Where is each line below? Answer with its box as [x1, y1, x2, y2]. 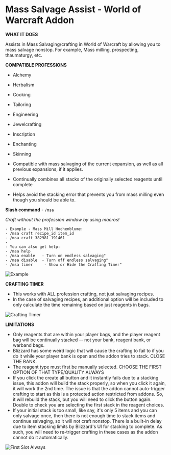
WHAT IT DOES [5, 31, 38, 37]
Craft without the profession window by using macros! [5, 216, 120, 222]
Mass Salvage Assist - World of [5, 4, 141, 15]
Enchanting [12, 141, 37, 147]
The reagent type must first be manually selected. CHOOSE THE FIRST [12, 364, 162, 370]
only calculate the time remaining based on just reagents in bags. [12, 301, 150, 308]
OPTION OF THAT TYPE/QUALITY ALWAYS [12, 369, 105, 375]
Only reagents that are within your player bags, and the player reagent [12, 331, 161, 337]
